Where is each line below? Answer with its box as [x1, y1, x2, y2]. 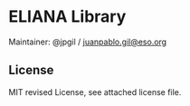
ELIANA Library [8, 6, 127, 27]
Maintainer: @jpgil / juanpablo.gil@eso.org [8, 36, 167, 47]
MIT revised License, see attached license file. [8, 86, 182, 97]
